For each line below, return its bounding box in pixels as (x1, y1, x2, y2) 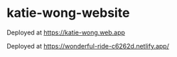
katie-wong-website (6, 5, 130, 21)
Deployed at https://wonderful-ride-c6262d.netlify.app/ (6, 42, 170, 50)
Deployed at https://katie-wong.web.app (6, 28, 126, 37)
